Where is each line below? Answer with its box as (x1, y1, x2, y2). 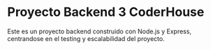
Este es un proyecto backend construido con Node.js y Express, (7, 27, 192, 35)
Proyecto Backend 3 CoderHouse (7, 4, 205, 20)
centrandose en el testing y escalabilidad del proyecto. (7, 34, 166, 42)
